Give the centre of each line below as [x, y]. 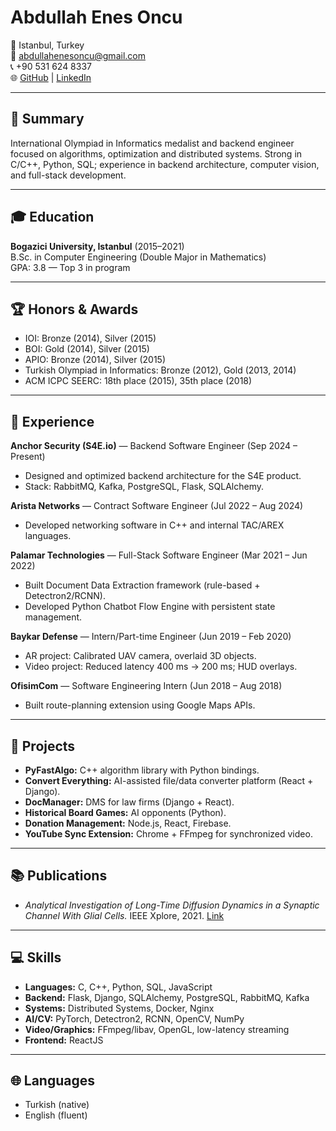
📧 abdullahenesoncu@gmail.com [78, 55]
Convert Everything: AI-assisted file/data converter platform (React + [169, 780]
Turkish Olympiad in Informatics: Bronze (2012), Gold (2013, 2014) [160, 370]
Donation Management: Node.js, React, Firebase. [128, 823]
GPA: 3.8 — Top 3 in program [70, 267]
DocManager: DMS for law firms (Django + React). [129, 802]
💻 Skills [36, 957]
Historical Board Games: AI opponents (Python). [125, 812]
